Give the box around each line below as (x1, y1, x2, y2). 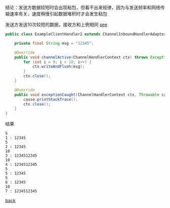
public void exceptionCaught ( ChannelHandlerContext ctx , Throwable (14, 92, 159, 97)
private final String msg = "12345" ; (14, 41, 94, 46)
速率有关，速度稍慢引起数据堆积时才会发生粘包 (9, 11, 107, 17)
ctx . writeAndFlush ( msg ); (32, 64, 85, 70)
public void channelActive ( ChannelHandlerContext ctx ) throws (14, 55, 148, 60)
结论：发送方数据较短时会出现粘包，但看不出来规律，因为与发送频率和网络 (5, 5, 160, 10)
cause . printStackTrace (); (23, 97, 78, 102)
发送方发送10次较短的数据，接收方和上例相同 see (5, 22, 108, 27)
